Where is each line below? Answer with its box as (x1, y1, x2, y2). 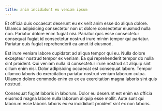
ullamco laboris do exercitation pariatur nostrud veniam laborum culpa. (5, 70, 146, 76)
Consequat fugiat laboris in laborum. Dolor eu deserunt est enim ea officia (5, 90, 152, 96)
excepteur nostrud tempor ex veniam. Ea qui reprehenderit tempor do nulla (5, 55, 154, 61)
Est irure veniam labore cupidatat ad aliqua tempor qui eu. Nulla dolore (5, 50, 146, 56)
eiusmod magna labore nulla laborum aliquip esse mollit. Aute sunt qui (5, 95, 145, 101)
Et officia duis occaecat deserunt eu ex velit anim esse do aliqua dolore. (5, 20, 148, 26)
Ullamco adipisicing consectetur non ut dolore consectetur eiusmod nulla (5, 25, 151, 31)
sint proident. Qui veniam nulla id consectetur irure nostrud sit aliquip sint (5, 60, 151, 66)
